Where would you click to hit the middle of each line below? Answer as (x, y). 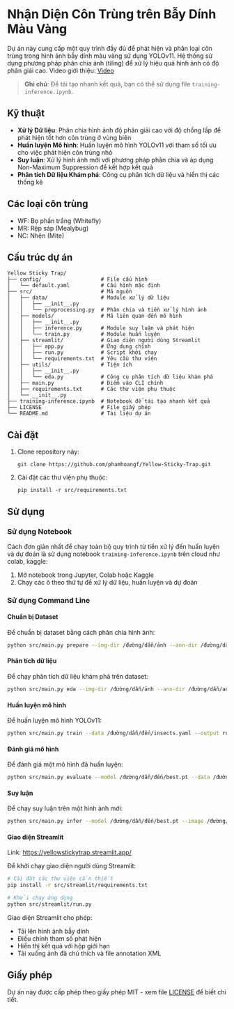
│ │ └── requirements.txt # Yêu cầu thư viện (82, 359)
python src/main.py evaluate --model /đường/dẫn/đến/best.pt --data (109, 777)
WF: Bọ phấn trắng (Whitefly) (59, 221)
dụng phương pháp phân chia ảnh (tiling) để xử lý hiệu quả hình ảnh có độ (113, 63)
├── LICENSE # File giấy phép (79, 408)
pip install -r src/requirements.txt (72, 491)
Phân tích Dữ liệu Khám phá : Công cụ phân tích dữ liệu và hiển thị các (118, 174)
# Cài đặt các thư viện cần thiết (60, 879)
